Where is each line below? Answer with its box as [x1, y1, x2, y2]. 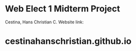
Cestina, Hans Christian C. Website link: [5, 19, 84, 25]
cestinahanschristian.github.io [5, 36, 132, 47]
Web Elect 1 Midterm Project [5, 3, 121, 14]
